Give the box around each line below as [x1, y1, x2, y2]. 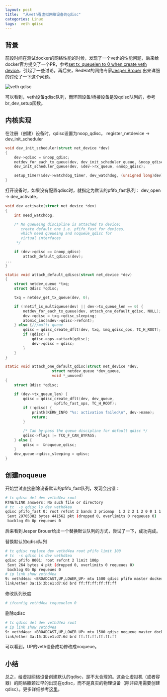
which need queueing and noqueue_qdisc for [20, 231, 112, 236]
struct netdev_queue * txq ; [14, 281, 70, 286]
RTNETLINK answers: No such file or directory [5, 500, 103, 505]
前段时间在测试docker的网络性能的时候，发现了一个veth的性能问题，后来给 [5, 55, 159, 61]
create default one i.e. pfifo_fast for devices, [20, 226, 126, 232]
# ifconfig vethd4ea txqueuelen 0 [5, 601, 77, 606]
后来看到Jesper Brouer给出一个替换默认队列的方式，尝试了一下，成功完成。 [5, 528, 161, 534]
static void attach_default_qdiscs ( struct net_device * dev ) [5, 272, 133, 277]
